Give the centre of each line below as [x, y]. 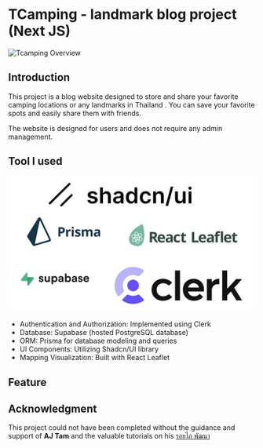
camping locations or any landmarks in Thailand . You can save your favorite [131, 104]
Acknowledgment [53, 408]
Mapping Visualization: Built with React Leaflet [95, 358]
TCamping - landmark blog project [122, 15]
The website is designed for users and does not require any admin [115, 128]
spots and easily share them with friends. [75, 113]
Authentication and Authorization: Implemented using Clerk [115, 324]
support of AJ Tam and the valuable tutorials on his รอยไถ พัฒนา [109, 436]
